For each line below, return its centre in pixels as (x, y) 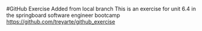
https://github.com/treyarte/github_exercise (61, 22)
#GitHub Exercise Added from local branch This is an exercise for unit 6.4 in (101, 9)
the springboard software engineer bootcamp (63, 15)
